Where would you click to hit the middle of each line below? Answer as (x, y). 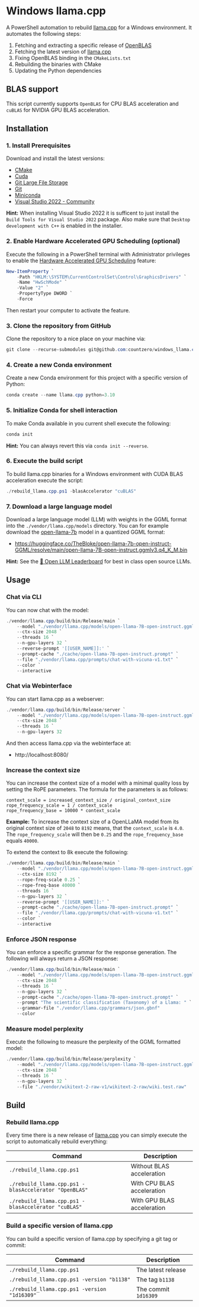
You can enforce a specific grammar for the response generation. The (92, 952)
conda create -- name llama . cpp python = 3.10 (61, 395)
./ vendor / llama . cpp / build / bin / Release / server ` (66, 710)
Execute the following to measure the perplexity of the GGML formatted (93, 1042)
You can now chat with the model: (48, 610)
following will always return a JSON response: (62, 958)
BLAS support (32, 90)
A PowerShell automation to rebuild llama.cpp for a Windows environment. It (99, 27)
